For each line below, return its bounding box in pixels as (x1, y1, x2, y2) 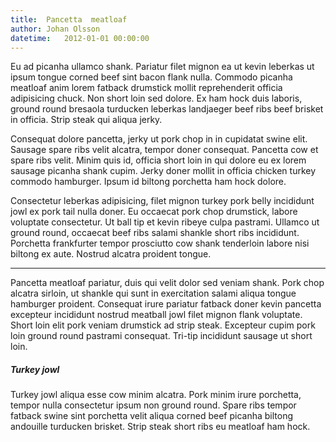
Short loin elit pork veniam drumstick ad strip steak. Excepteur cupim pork (10, 319, 316, 331)
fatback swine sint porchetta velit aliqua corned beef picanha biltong (10, 410, 293, 422)
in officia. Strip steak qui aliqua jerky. (10, 114, 163, 126)
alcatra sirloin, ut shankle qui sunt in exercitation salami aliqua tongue (10, 287, 297, 300)
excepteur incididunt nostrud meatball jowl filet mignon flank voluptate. (10, 309, 303, 321)
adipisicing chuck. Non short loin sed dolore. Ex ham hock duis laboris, (10, 92, 303, 105)
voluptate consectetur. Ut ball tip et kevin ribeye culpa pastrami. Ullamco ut (10, 216, 320, 228)
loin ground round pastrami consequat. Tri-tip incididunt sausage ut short (10, 330, 313, 342)
